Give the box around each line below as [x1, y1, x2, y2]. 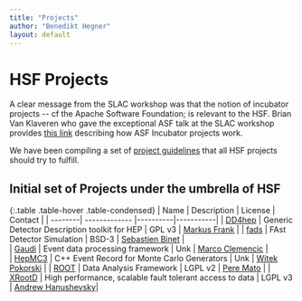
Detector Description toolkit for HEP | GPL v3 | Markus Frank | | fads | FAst [9, 224, 287, 235]
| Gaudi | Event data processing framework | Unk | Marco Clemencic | [9, 243, 269, 254]
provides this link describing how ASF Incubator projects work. [9, 127, 243, 138]
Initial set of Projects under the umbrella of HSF [9, 181, 281, 196]
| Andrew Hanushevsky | [9, 282, 99, 293]
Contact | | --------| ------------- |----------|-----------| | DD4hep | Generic [9, 214, 294, 226]
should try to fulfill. [9, 155, 80, 165]
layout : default [9, 30, 71, 39]
